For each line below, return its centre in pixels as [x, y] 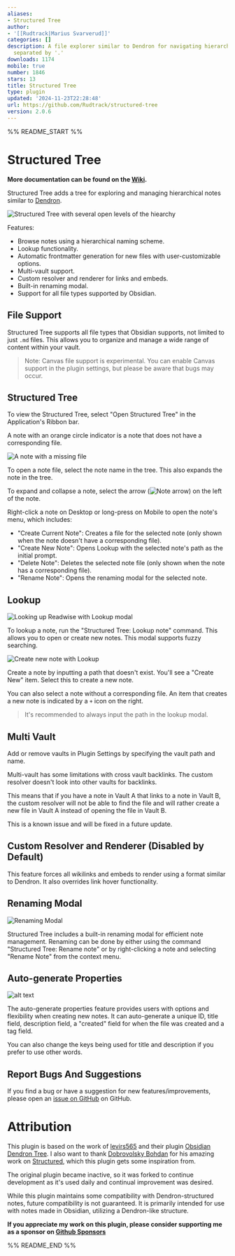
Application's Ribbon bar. [43, 422]
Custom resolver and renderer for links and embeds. [93, 278]
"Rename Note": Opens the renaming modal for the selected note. [112, 578]
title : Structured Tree [42, 86]
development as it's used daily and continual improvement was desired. [111, 1182]
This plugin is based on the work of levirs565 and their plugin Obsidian [109, 1147]
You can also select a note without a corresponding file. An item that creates [117, 694]
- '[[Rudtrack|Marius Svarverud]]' [59, 33]
